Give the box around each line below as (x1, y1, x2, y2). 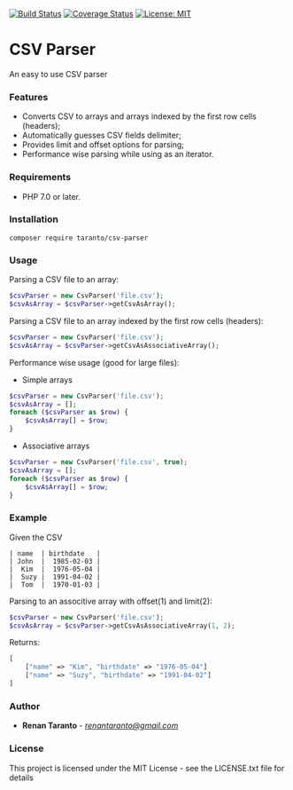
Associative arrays (21, 440, 90, 451)
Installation (9, 213, 59, 225)
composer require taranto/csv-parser (9, 233, 149, 242)
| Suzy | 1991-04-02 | (9, 573, 101, 581)
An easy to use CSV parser (9, 68, 108, 79)
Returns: (9, 637, 41, 648)
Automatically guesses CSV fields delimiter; (21, 130, 181, 141)
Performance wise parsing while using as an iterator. (21, 149, 214, 160)
